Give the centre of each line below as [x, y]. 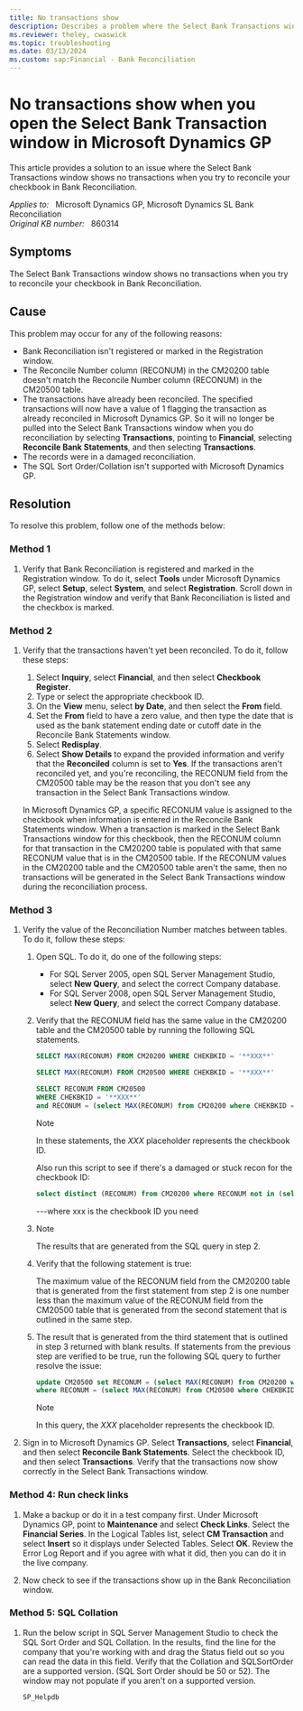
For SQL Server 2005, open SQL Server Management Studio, [162, 974]
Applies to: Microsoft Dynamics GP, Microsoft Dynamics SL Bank [132, 204]
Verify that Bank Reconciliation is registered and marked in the [138, 569]
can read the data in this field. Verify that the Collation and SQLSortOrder [158, 1661]
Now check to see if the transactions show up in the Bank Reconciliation [156, 1580]
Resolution [40, 503]
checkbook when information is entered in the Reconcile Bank [138, 819]
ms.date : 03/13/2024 [48, 51]
